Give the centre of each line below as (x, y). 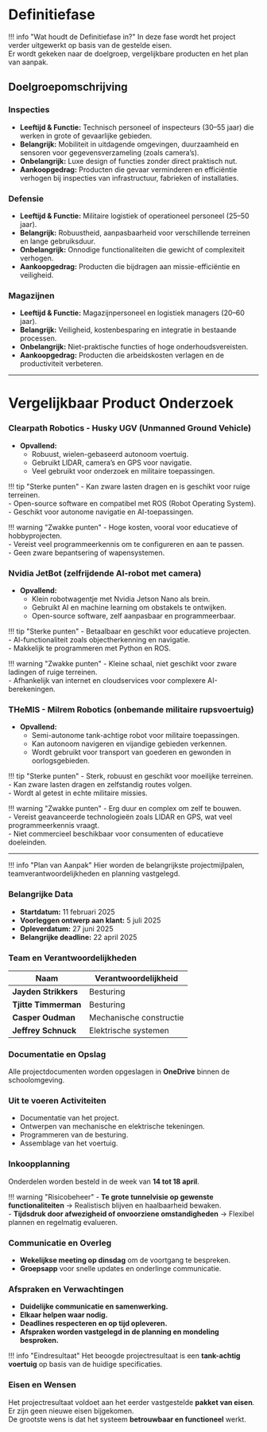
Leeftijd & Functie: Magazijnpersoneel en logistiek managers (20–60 (132, 313)
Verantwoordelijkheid (137, 978)
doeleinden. (28, 842)
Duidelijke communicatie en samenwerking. (94, 1306)
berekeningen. (32, 689)
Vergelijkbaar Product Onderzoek (121, 403)
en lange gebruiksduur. (58, 241)
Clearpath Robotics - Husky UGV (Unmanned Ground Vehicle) (130, 428)
